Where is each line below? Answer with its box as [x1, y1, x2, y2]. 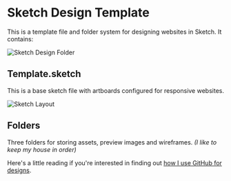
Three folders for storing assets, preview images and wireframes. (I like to [7, 138, 217, 146]
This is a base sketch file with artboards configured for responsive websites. [7, 86, 224, 94]
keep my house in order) [7, 145, 77, 153]
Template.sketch [7, 68, 81, 80]
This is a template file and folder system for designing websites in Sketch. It [7, 28, 222, 36]
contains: [7, 34, 34, 43]
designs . [7, 166, 32, 174]
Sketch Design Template [7, 5, 150, 21]
